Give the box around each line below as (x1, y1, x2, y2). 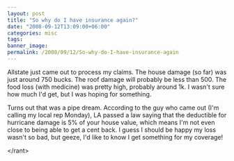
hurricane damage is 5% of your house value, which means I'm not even (7, 118, 215, 126)
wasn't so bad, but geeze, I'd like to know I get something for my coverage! (7, 133, 224, 141)
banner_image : (7, 42, 49, 49)
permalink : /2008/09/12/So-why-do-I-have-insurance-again (7, 49, 179, 56)
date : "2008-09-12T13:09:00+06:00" (7, 23, 111, 30)
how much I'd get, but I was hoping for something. (7, 90, 152, 98)
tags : (7, 36, 23, 43)
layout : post (7, 10, 45, 17)
